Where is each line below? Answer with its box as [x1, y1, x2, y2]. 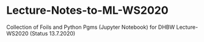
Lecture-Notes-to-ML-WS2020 [6, 4, 169, 17]
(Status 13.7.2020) [29, 29, 76, 37]
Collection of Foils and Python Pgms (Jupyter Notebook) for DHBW [6, 23, 175, 31]
